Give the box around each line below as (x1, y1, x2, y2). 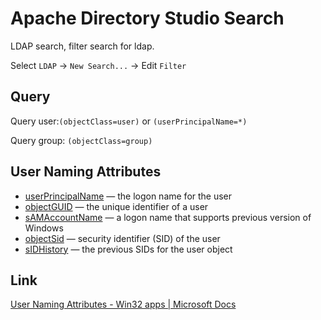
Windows (24, 222, 64, 234)
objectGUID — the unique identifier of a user (24, 200, 209, 212)
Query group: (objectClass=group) (10, 134, 153, 146)
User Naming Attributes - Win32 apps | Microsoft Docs (10, 298, 237, 311)
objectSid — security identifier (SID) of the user (24, 232, 221, 244)
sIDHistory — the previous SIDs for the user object (24, 243, 233, 255)
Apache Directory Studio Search (10, 7, 285, 30)
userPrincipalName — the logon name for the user (24, 190, 233, 202)
